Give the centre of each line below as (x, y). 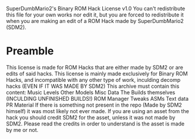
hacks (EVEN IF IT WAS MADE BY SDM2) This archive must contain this (93, 86)
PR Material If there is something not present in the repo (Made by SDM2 (94, 105)
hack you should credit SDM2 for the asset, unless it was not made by (91, 117)
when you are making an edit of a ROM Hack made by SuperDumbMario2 (95, 21)
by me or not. (22, 130)
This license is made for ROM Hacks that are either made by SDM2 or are (95, 67)
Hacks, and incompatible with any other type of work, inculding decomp (93, 80)
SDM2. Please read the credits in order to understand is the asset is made (95, 124)
